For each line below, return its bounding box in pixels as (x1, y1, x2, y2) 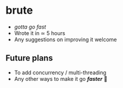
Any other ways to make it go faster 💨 (14, 75, 108, 82)
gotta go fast (14, 23, 46, 30)
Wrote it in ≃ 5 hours (14, 29, 66, 36)
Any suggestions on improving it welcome (14, 36, 117, 43)
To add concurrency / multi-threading (14, 69, 106, 76)
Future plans (5, 53, 53, 63)
